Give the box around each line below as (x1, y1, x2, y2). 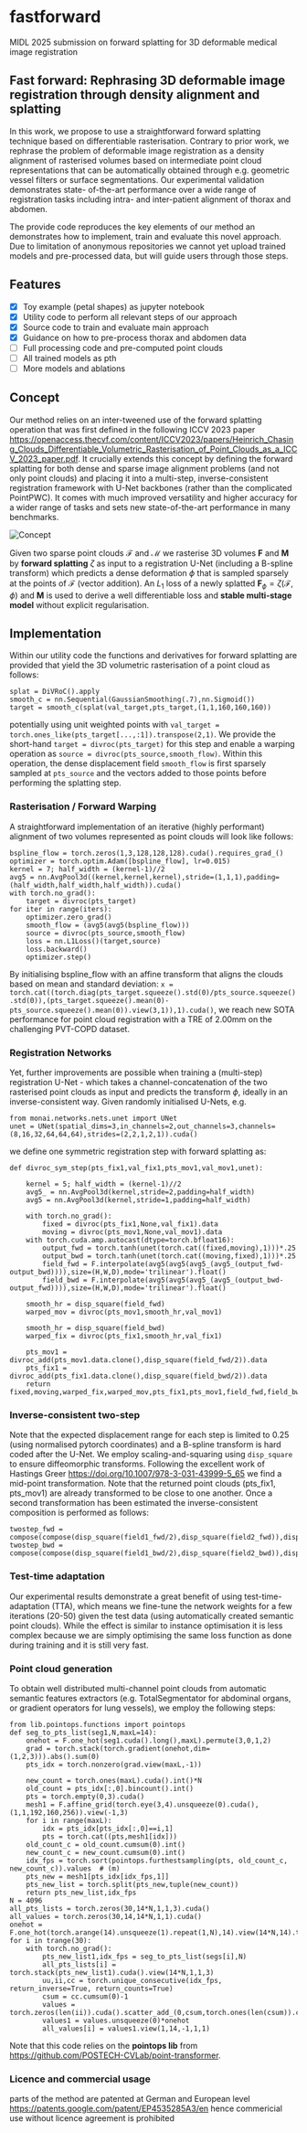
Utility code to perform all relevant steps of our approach (22, 311, 238, 322)
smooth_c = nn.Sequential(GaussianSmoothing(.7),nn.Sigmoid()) (9, 695, 256, 705)
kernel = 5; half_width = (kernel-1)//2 (26, 1179, 182, 1189)
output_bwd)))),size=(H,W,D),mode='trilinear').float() (9, 1268, 227, 1277)
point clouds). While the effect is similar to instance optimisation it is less (9, 1620, 283, 1631)
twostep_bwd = (9, 1541, 64, 1551)
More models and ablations (22, 363, 126, 374)
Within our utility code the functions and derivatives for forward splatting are (9, 650, 298, 661)
